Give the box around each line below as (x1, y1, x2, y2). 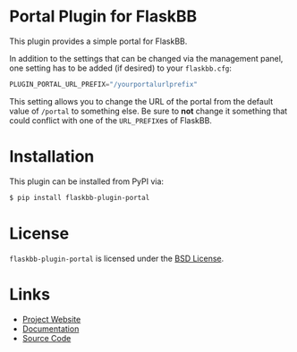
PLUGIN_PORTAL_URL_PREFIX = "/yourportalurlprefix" (9, 80, 199, 88)
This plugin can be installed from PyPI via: (9, 176, 164, 187)
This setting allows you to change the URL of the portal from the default (9, 96, 274, 106)
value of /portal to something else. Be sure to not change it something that (9, 105, 288, 116)
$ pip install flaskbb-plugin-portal (9, 193, 150, 202)
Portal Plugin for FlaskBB (9, 6, 198, 27)
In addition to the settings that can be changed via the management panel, (9, 53, 284, 63)
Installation (9, 147, 95, 166)
